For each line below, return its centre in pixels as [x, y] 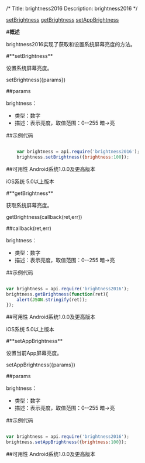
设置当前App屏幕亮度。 [34, 353]
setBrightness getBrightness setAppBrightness [63, 20]
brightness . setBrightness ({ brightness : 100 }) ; [73, 157]
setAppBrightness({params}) [41, 365]
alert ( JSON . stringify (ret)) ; [52, 300]
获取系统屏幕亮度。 [29, 205]
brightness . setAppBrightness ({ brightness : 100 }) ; [66, 442]
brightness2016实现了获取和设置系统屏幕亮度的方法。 [71, 44]
